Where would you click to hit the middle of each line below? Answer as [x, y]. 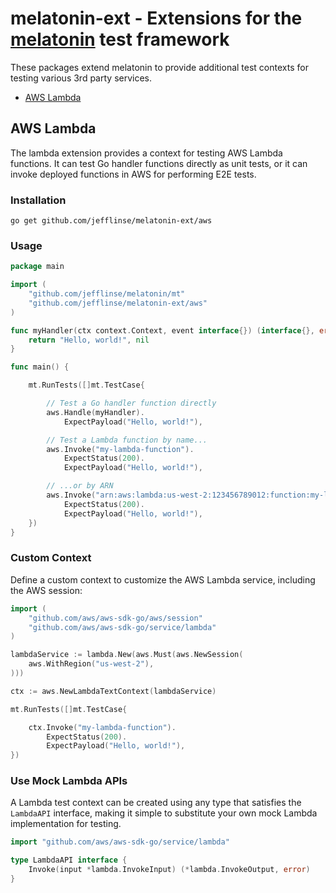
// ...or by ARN [80, 486]
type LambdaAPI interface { [69, 860]
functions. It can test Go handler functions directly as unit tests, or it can [159, 163]
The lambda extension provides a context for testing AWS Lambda [146, 153]
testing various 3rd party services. [81, 78]
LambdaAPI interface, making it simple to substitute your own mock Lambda [164, 813]
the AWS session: [46, 590]
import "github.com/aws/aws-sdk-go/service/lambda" [120, 842]
